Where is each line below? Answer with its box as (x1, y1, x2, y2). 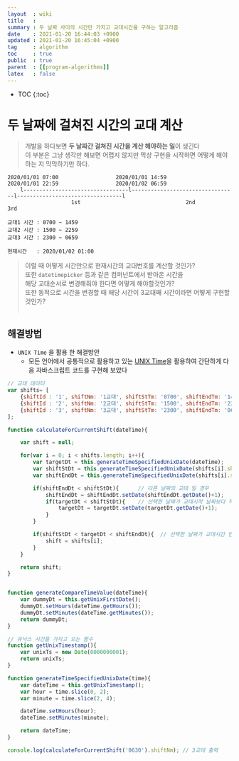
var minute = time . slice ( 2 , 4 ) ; (20, 695, 116, 702)
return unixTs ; (20, 655, 65, 662)
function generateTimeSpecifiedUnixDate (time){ (7, 675, 152, 682)
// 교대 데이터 (7, 380, 45, 388)
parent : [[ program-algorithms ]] (7, 64, 110, 71)
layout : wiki (7, 10, 53, 18)
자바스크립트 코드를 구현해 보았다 (36, 366, 128, 375)
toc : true (7, 51, 53, 58)
